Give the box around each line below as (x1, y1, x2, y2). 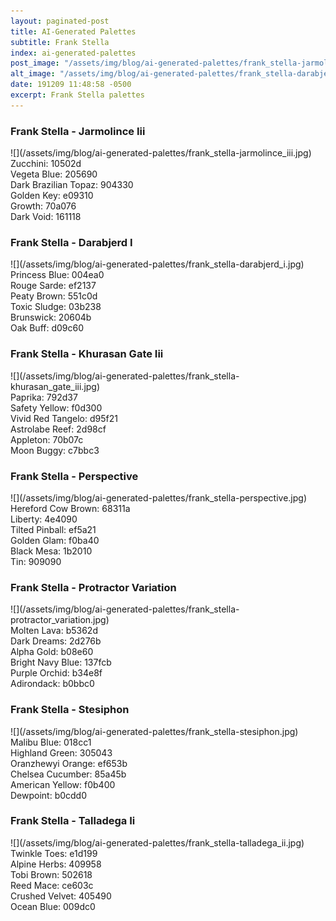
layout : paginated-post (10, 16, 110, 26)
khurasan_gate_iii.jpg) (10, 380, 101, 392)
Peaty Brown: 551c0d (10, 290, 98, 302)
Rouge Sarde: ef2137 (10, 280, 97, 292)
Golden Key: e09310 (10, 190, 94, 202)
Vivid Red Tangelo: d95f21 (10, 412, 118, 424)
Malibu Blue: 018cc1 (10, 736, 92, 748)
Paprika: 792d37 (10, 391, 78, 403)
